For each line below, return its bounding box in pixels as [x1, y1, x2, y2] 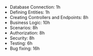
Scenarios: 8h [9, 25, 38, 31]
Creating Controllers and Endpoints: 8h [9, 15, 89, 20]
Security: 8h [9, 35, 35, 41]
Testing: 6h [9, 40, 33, 46]
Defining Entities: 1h [9, 9, 50, 15]
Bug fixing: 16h [9, 46, 40, 51]
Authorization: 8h [9, 30, 45, 36]
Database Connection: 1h [9, 4, 61, 10]
